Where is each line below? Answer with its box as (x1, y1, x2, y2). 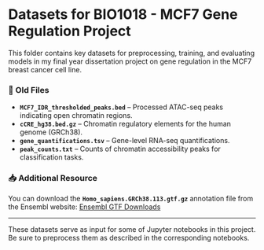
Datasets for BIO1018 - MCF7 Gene (8, 6, 238, 24)
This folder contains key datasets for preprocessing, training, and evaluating (8, 48, 255, 57)
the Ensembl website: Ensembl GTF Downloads (8, 202, 161, 211)
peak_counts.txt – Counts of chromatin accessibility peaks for (19, 144, 222, 154)
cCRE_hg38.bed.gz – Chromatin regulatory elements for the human (19, 119, 232, 129)
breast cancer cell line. (8, 64, 82, 74)
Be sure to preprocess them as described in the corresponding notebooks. (8, 233, 250, 242)
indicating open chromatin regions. (19, 111, 133, 120)
